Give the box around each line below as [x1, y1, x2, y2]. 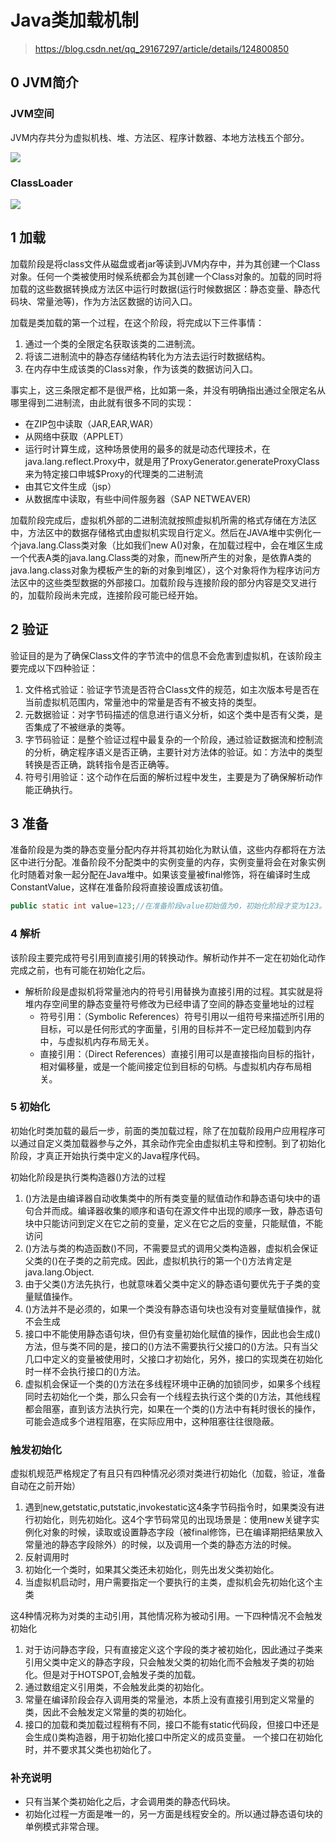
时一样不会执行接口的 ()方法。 [24, 1365, 147, 1377]
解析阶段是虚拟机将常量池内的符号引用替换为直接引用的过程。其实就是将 [24, 985, 323, 997]
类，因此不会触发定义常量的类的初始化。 [24, 1706, 192, 1718]
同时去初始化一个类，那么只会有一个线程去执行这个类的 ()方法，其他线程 [24, 1390, 322, 1402]
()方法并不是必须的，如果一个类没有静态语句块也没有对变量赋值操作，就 [24, 1302, 322, 1315]
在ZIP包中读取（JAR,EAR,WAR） [24, 417, 159, 430]
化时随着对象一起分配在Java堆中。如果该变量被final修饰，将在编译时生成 [10, 869, 311, 881]
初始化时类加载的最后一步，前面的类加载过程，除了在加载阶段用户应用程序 [10, 1124, 317, 1136]
